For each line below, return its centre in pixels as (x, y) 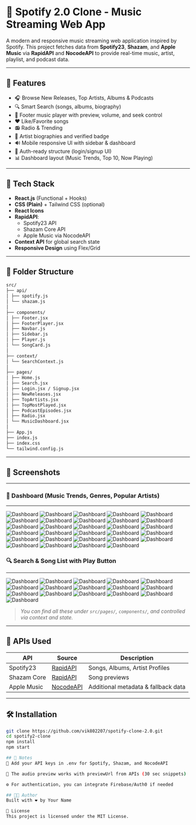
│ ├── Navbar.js (26, 329)
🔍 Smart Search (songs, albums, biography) (68, 106)
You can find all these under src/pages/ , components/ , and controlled (103, 611)
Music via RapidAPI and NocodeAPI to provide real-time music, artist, (90, 53)
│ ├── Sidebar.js (27, 334)
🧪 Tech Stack (30, 184)
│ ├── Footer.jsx (27, 318)
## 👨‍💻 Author (22, 795)
